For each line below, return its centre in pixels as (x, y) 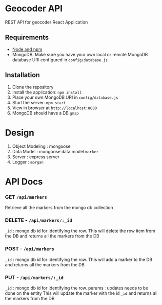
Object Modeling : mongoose (41, 146)
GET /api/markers (26, 197)
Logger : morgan (28, 162)
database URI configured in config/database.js (60, 60)
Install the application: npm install (47, 92)
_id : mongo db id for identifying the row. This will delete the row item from (80, 231)
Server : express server (36, 157)
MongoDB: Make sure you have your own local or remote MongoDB (80, 54)
